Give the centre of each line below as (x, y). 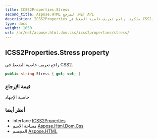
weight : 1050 (19, 28)
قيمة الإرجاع (18, 86)
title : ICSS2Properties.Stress (37, 10)
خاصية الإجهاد (17, 97)
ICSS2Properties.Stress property (57, 53)
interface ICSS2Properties (39, 121)
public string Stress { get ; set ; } (43, 74)
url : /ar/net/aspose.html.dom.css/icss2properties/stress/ (67, 33)
